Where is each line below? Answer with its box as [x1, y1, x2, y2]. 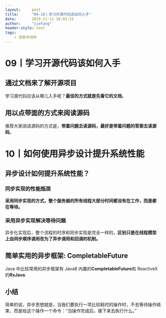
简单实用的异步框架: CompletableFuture [5, 252, 128, 260]
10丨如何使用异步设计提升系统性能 [5, 148, 145, 159]
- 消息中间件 [14, 35, 37, 40]
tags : [5, 30, 16, 35]
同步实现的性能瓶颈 [5, 185, 51, 192]
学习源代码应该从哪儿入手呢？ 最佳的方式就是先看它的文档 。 [5, 92, 126, 99]
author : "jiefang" [5, 21, 52, 26]
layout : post [5, 7, 41, 12]
